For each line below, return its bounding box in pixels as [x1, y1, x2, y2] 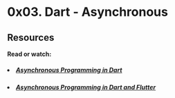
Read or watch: [7, 50, 52, 58]
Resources [7, 32, 55, 43]
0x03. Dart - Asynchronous [7, 4, 168, 20]
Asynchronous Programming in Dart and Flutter [16, 83, 156, 91]
